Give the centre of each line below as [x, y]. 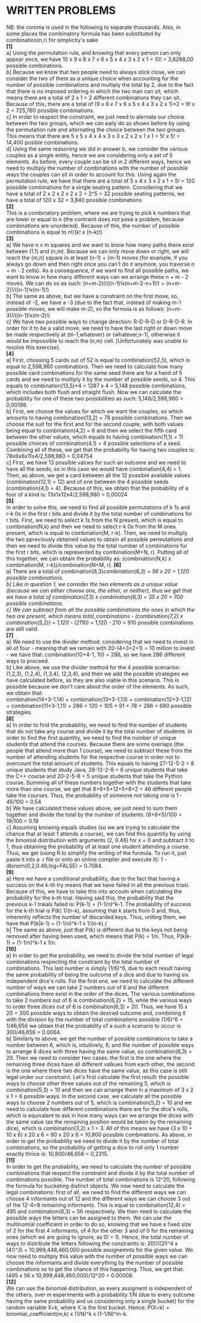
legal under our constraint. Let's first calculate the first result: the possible [98, 1077]
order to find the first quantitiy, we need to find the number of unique [91, 737]
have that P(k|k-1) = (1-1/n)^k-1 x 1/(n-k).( [56, 923]
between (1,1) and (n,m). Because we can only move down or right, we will [97, 251]
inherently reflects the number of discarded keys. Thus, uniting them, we [96, 917]
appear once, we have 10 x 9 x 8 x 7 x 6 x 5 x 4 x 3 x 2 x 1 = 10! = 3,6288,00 [100, 59]
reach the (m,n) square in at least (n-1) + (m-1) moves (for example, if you [97, 257]
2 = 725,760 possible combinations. [50, 110]
